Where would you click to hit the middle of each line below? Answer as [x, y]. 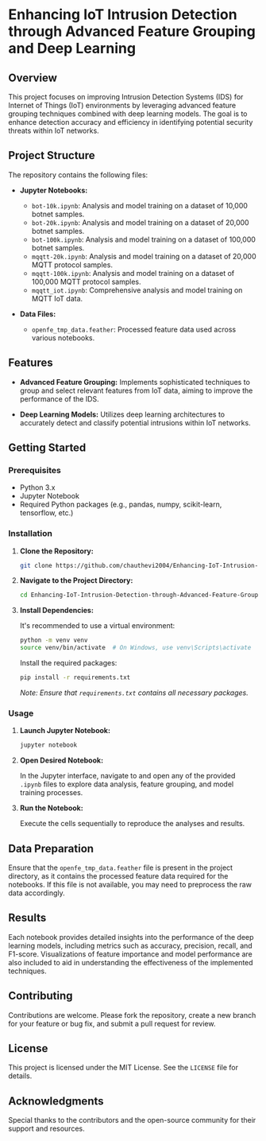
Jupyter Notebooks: [54, 190]
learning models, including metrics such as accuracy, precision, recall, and [130, 945]
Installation [31, 534]
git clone [36, 565]
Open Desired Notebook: [62, 760]
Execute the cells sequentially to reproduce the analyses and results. [132, 824]
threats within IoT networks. [54, 130]
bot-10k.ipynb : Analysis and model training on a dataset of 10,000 [140, 205]
